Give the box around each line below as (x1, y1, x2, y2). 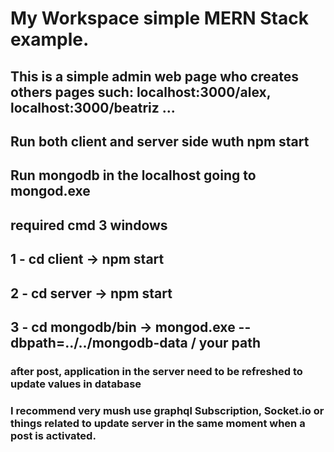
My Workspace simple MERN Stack (10, 7, 309, 30)
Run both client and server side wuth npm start (10, 133, 310, 150)
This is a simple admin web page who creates (10, 68, 299, 85)
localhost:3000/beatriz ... (10, 99, 176, 116)
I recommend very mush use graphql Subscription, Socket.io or (10, 403, 325, 417)
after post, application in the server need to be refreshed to (10, 364, 303, 378)
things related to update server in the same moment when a (10, 416, 306, 430)
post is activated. (10, 428, 97, 442)
